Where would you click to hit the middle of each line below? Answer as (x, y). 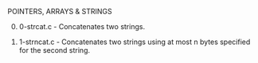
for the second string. (55, 50)
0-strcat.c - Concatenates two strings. (82, 26)
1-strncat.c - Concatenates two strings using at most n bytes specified (135, 42)
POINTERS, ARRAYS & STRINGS (60, 11)
